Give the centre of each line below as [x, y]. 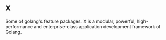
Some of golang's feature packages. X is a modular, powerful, [70, 21]
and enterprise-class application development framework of [97, 26]
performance [19, 26]
